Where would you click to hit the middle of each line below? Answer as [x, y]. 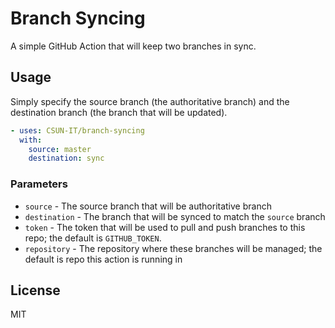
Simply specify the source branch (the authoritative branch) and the [150, 101]
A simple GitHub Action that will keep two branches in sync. [133, 46]
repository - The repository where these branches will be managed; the [173, 248]
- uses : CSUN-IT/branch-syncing [77, 130]
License [35, 290]
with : [31, 140]
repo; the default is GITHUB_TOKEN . [93, 238]
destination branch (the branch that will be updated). [119, 112]
